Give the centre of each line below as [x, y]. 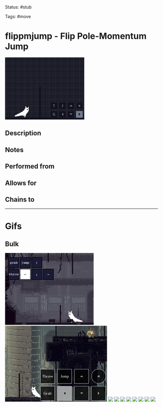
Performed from [30, 166]
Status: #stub [18, 7]
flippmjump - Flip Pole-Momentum [76, 36]
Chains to [20, 199]
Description [23, 133]
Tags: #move [18, 16]
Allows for [21, 183]
